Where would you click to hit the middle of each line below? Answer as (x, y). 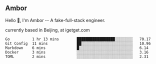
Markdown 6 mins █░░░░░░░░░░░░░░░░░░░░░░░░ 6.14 (77, 48)
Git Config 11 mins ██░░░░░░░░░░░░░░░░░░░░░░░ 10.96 (78, 43)
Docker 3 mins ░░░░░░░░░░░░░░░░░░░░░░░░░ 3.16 (77, 52)
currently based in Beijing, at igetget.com (47, 30)
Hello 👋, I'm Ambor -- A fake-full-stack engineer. (55, 20)
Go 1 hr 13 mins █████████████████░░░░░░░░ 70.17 (78, 39)
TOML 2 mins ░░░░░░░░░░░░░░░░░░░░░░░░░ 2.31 (77, 56)
